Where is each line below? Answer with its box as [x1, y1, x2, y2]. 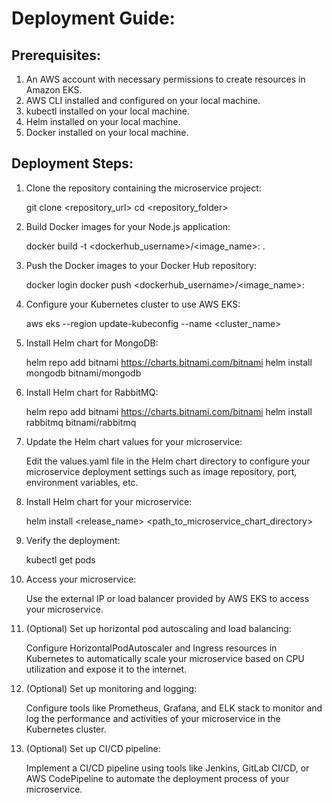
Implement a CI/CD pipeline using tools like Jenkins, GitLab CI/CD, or [25, 762, 310, 774]
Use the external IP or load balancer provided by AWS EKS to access [25, 592, 310, 604]
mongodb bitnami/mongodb [25, 367, 142, 379]
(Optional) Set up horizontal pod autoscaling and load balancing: [25, 622, 292, 634]
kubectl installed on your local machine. [25, 105, 190, 117]
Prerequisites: [11, 47, 101, 64]
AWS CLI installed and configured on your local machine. [25, 95, 261, 106]
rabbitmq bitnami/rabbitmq [25, 416, 137, 428]
